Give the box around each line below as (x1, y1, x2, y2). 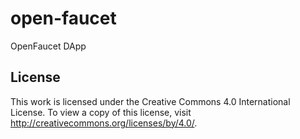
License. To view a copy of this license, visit (10, 106, 192, 118)
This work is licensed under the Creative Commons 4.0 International (10, 95, 291, 107)
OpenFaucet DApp (10, 40, 87, 52)
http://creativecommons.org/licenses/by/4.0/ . (10, 117, 198, 129)
